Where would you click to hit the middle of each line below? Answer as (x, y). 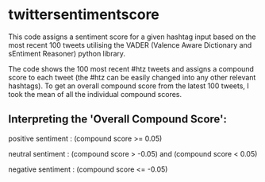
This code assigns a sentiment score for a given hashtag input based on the (132, 37)
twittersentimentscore (84, 15)
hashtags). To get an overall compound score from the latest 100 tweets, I (129, 86)
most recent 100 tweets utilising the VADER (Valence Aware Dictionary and (130, 45)
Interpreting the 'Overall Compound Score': (118, 120)
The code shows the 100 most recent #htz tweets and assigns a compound (131, 68)
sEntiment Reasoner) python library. (67, 53)
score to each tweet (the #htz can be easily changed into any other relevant (132, 77)
